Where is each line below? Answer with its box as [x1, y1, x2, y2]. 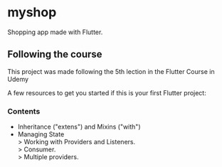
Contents [7, 106, 41, 116]
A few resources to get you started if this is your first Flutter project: [7, 88, 206, 97]
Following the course [7, 48, 102, 60]
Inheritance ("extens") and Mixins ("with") [17, 122, 141, 131]
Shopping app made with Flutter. [7, 28, 103, 36]
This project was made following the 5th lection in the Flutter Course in [7, 67, 215, 75]
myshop [7, 4, 57, 21]
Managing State [17, 130, 65, 139]
